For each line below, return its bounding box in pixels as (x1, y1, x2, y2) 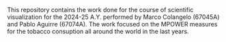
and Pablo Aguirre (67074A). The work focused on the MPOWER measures (7, 20, 218, 28)
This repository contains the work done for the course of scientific (7, 6, 194, 14)
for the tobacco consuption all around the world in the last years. (7, 27, 189, 35)
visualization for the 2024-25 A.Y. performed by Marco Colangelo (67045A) (7, 13, 220, 21)
